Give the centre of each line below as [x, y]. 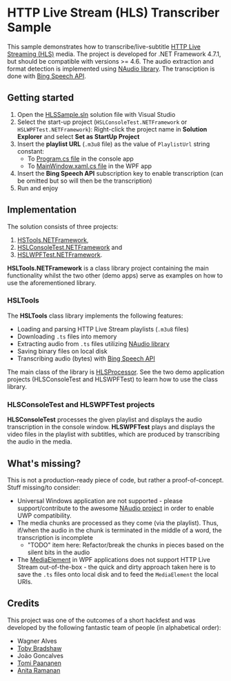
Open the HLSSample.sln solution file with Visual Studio [96, 114]
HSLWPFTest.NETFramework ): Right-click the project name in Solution [112, 129]
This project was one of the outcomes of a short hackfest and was [101, 620]
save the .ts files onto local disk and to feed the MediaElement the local [118, 574]
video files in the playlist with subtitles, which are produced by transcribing [113, 435]
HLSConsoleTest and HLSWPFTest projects [81, 404]
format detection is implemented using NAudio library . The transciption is [111, 69]
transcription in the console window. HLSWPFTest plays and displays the [111, 427]
